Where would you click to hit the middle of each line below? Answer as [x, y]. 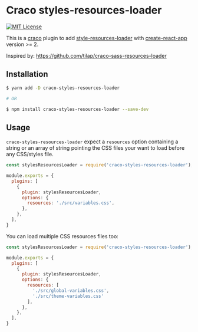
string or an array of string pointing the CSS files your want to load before [95, 148]
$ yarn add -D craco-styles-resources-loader [63, 88]
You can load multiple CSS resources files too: [62, 236]
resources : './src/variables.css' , [71, 203]
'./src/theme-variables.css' [68, 296]
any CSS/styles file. [30, 155]
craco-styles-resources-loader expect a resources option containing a [92, 142]
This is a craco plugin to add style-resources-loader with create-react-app [97, 38]
